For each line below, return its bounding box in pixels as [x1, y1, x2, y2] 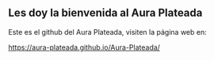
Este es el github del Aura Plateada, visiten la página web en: [8, 27, 208, 36]
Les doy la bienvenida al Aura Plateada [8, 6, 203, 20]
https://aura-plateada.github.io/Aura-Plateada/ [8, 43, 161, 52]
